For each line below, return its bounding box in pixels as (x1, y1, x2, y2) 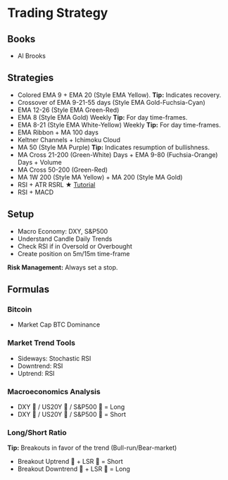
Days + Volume (17, 158, 62, 166)
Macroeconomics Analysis (7, 386, 101, 396)
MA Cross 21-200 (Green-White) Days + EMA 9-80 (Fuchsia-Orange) (17, 150, 218, 159)
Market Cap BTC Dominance (17, 320, 101, 329)
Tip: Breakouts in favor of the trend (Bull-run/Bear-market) (7, 443, 177, 452)
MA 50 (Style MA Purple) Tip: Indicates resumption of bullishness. (17, 143, 210, 151)
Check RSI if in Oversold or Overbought (17, 241, 132, 251)
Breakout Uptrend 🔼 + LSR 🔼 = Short (17, 457, 123, 466)
